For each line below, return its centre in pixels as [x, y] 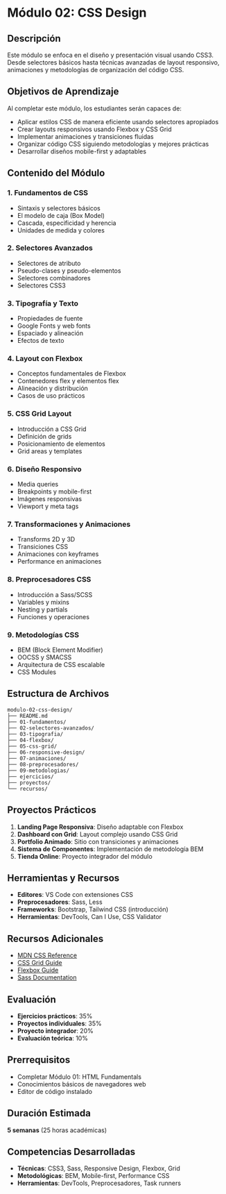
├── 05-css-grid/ [32, 746]
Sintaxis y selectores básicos [59, 208]
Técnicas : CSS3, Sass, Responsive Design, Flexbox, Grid [98, 1168]
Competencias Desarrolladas [71, 1151]
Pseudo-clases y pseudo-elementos [69, 270]
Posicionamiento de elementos [61, 444]
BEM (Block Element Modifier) [60, 650]
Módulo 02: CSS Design [77, 13]
